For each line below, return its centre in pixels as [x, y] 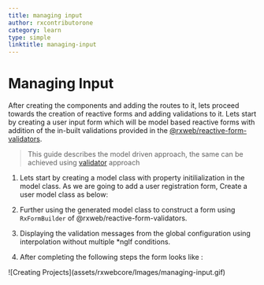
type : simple [30, 37]
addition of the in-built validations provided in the [88, 131]
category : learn [35, 30]
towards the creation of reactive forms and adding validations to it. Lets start [132, 114]
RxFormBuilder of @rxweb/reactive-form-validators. [103, 218]
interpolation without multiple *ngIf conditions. [95, 242]
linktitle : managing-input [52, 45]
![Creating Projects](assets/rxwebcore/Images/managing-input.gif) [117, 272]
